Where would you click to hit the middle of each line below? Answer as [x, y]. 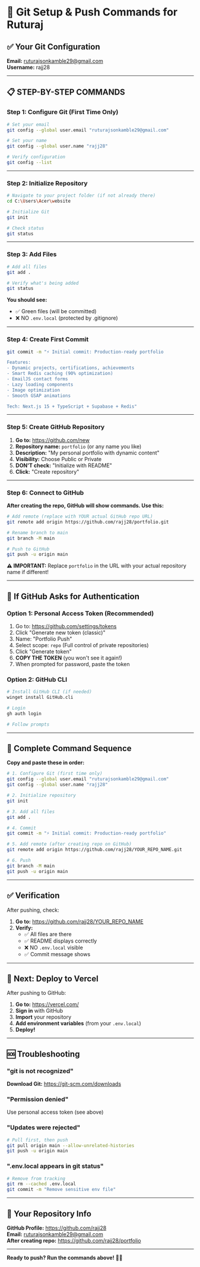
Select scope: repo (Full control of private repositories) [82, 645]
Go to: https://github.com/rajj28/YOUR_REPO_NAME [80, 921]
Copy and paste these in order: [46, 762]
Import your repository [43, 1017]
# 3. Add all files [31, 811]
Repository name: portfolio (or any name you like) [78, 446]
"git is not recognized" [40, 1071]
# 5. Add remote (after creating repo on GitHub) [69, 844]
